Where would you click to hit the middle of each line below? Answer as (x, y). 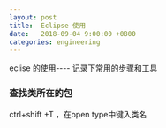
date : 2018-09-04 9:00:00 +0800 (73, 34)
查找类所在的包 (41, 94)
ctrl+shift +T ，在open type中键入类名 (78, 114)
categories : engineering (55, 42)
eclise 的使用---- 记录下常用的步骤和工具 (83, 68)
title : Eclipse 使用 (48, 26)
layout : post (33, 17)
